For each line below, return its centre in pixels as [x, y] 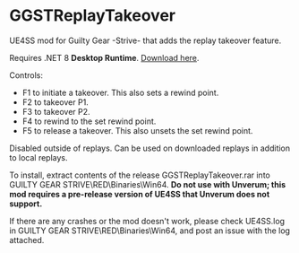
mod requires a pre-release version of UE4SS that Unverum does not [140, 194]
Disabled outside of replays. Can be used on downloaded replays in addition [150, 148]
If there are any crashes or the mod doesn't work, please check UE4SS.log [147, 221]
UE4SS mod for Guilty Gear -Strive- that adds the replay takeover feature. [145, 40]
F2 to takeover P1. [56, 102]
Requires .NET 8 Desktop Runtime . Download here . [104, 57]
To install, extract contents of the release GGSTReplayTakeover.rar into [140, 175]
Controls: [26, 75]
